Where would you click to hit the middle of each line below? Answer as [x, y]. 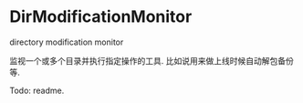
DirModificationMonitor [101, 17]
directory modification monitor [67, 42]
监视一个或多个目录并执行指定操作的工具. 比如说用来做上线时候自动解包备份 [151, 60]
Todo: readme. [37, 90]
